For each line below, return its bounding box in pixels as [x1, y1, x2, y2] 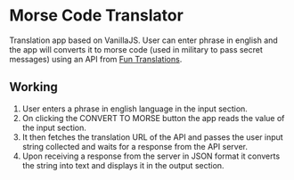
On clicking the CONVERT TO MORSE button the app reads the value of [21, 112, 285, 123]
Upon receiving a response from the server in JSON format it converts [21, 151, 281, 161]
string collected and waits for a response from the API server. [21, 141, 248, 151]
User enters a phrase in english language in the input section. [21, 103, 248, 114]
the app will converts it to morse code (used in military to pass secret [9, 44, 263, 54]
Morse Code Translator [9, 5, 184, 26]
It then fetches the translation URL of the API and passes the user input [21, 131, 283, 143]
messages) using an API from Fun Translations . [9, 53, 183, 64]
